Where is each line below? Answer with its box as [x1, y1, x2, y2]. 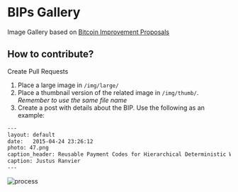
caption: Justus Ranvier [7, 157, 81, 165]
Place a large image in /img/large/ [17, 81, 119, 89]
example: [17, 111, 45, 119]
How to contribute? [7, 48, 94, 60]
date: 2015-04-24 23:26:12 [7, 137, 93, 145]
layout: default [7, 131, 55, 138]
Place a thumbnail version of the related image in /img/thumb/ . [17, 88, 199, 96]
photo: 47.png [7, 145, 50, 152]
